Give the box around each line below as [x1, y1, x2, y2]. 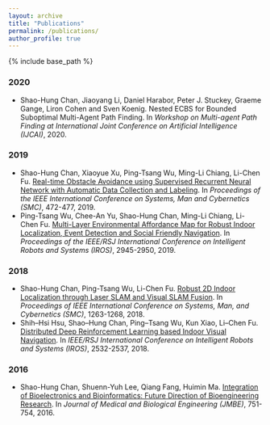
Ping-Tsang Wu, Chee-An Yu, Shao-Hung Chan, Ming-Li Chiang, [19, 211, 235, 221]
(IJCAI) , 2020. [19, 129, 67, 139]
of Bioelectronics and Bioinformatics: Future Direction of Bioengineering [19, 391, 260, 401]
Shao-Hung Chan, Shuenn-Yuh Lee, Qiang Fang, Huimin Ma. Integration [19, 382, 259, 392]
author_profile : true [8, 34, 81, 43]
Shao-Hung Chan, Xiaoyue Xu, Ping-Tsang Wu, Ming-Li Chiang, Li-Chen [19, 167, 260, 178]
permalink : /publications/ [8, 27, 99, 35]
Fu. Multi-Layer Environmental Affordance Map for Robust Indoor [39, 219, 255, 229]
